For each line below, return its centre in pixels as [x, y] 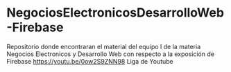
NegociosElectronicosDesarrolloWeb [115, 13]
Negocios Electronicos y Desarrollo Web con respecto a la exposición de [110, 54]
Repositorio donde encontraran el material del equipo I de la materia [104, 46]
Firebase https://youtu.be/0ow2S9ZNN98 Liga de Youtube [90, 61]
